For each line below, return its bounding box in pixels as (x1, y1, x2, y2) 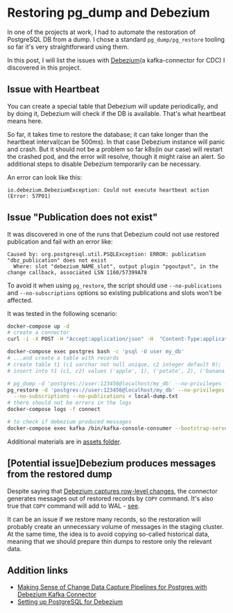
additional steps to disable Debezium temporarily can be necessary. (7, 160, 201, 168)
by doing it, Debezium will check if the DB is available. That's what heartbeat (7, 109, 226, 117)
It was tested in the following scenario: (7, 309, 118, 317)
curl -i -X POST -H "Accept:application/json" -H (7, 335, 154, 343)
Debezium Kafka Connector (17, 590, 97, 598)
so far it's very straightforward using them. (7, 42, 130, 51)
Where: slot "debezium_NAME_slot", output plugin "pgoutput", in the (13, 262, 218, 270)
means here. (7, 117, 43, 125)
